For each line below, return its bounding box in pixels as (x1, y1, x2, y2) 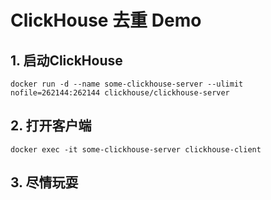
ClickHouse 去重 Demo (10, 9, 202, 32)
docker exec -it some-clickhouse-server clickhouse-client (10, 144, 262, 155)
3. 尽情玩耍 (10, 174, 79, 191)
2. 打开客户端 (10, 117, 92, 135)
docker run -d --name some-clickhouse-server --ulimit (10, 79, 244, 89)
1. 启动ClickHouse (10, 52, 123, 69)
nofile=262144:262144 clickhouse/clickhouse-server (10, 88, 230, 98)
